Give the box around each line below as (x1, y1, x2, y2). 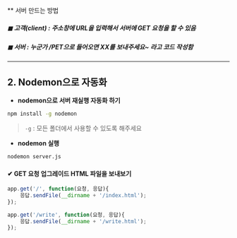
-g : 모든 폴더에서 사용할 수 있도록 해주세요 (24, 124, 142, 133)
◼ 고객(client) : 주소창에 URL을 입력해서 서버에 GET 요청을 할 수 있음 (7, 23, 196, 32)
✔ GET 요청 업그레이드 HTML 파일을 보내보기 (7, 169, 132, 178)
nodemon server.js (7, 153, 61, 160)
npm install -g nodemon (7, 110, 78, 118)
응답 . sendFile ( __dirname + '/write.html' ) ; (20, 218, 147, 225)
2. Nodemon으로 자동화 (7, 76, 107, 88)
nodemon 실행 (17, 139, 60, 148)
